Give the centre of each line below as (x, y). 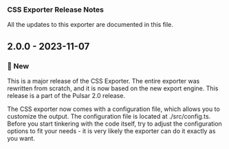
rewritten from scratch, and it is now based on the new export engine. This (113, 88)
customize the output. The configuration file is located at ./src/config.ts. (109, 116)
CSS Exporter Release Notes (56, 10)
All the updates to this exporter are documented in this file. (90, 25)
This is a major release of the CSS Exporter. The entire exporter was (103, 81)
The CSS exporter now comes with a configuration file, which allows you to (113, 109)
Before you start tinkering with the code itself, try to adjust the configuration (115, 123)
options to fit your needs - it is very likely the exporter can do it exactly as (111, 131)
